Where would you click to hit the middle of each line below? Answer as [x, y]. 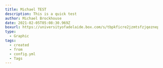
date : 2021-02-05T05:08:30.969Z [38, 23]
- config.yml [23, 54]
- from [16, 49]
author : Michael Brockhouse [33, 18]
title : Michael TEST [26, 9]
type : [10, 32]
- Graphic [19, 36]
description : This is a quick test [41, 14]
